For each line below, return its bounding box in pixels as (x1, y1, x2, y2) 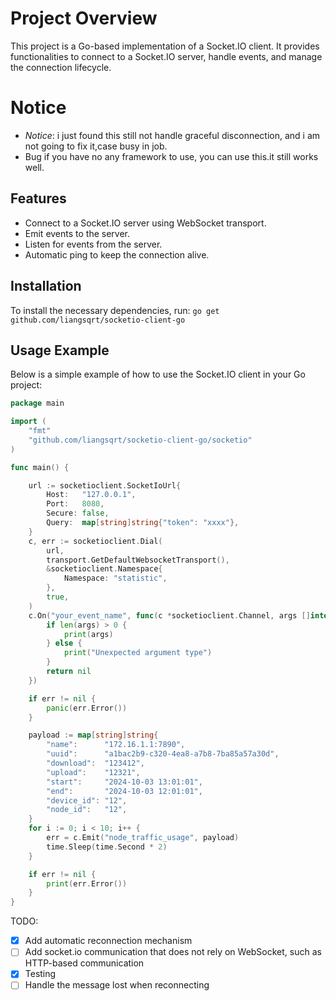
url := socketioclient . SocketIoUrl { (28, 480, 182, 491)
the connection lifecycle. (10, 61, 112, 73)
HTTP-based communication (24, 957, 145, 969)
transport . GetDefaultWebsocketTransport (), (46, 555, 230, 565)
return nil (46, 667, 92, 677)
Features (10, 190, 67, 207)
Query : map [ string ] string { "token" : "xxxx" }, (46, 518, 240, 528)
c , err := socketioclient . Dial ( (28, 536, 163, 546)
